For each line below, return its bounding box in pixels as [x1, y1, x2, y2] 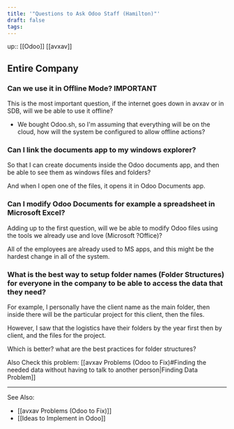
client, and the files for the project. [7, 331, 107, 339]
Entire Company [7, 62, 79, 74]
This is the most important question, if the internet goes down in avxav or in [7, 99, 224, 108]
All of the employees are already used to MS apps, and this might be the [7, 245, 214, 253]
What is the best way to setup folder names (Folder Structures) [7, 269, 225, 279]
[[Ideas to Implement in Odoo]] [17, 414, 106, 422]
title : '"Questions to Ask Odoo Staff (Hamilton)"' [7, 10, 160, 17]
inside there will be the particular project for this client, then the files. [7, 310, 205, 318]
